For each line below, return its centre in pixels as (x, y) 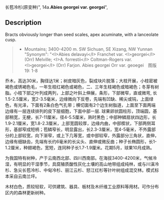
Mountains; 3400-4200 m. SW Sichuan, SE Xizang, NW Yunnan (88, 49)
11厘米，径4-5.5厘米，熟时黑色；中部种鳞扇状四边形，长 (100, 117)
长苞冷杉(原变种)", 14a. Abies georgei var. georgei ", (57, 7)
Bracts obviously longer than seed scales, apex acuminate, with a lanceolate (82, 34)
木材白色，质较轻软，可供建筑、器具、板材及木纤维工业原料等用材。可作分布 (82, 186)
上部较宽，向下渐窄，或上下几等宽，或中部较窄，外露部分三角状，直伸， (86, 135)
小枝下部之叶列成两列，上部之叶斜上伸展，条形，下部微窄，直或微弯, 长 (85, 93)
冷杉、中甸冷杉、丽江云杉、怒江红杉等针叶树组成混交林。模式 (92, 170)
